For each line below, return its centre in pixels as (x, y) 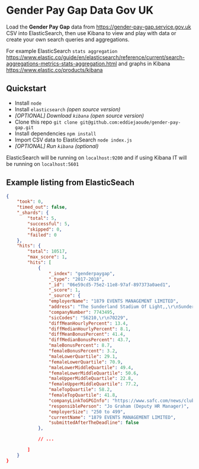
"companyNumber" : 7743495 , (82, 312)
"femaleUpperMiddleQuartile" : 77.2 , (94, 384)
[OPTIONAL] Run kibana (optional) (57, 146)
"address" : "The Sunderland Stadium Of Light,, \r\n (113, 307)
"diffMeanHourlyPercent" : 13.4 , (88, 323)
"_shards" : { (33, 213)
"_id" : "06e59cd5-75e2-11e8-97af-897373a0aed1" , (109, 285)
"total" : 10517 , (47, 251)
